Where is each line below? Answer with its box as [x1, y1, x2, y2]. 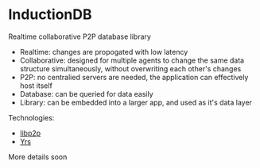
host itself [19, 81, 53, 90]
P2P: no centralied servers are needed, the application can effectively [19, 72, 249, 82]
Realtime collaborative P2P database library [8, 32, 151, 41]
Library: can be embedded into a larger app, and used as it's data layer [19, 97, 253, 107]
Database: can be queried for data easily [19, 89, 153, 98]
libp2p [19, 128, 41, 138]
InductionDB [8, 6, 93, 24]
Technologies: [8, 113, 55, 122]
